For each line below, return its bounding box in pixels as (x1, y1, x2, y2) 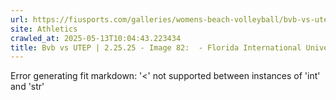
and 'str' (10, 81, 45, 93)
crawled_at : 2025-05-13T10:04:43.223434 (10, 33, 182, 43)
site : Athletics (10, 24, 78, 34)
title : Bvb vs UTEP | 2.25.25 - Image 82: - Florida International (10, 42, 302, 53)
